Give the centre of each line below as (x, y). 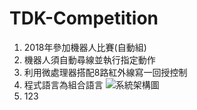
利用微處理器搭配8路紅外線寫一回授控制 (105, 72)
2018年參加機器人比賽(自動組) (85, 47)
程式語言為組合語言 (63, 84)
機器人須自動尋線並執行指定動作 (89, 59)
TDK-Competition (84, 18)
